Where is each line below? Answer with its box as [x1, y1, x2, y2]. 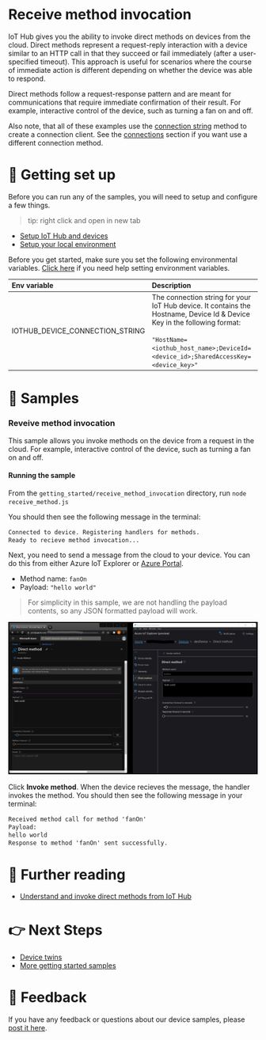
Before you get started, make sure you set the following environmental [8, 255, 237, 264]
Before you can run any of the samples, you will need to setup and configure [8, 192, 258, 201]
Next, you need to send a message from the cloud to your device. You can [8, 550, 251, 560]
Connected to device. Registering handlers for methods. [8, 528, 200, 536]
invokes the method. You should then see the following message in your [8, 791, 243, 800]
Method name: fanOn [19, 574, 87, 583]
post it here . [8, 1023, 47, 1033]
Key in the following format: [151, 317, 241, 327]
